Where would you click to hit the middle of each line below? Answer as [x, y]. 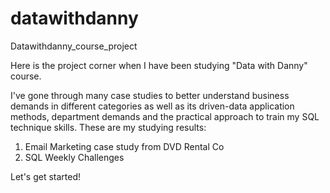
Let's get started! [46, 176]
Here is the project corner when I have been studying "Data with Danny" [159, 65]
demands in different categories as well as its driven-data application [152, 106]
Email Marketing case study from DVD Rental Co [124, 146]
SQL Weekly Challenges [74, 157]
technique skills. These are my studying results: [108, 127]
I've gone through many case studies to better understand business [150, 95]
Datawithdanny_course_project [74, 46]
